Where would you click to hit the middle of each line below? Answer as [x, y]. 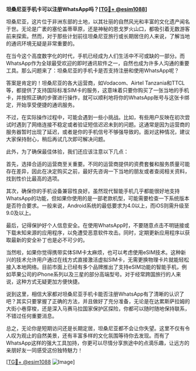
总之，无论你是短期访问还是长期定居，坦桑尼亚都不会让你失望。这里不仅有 [95, 328]
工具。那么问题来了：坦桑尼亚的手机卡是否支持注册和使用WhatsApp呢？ [93, 70]
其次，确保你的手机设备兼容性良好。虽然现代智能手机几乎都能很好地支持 [93, 191]
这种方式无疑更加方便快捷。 [49, 282]
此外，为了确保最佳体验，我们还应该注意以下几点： [67, 152]
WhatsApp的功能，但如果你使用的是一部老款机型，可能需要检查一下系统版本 [98, 198]
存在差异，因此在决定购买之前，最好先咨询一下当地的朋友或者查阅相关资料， [98, 171]
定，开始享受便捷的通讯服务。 [42, 105]
